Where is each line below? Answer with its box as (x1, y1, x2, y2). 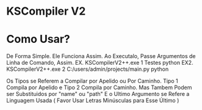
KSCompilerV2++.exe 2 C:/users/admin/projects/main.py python (6, 65, 169, 73)
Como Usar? (6, 32, 70, 46)
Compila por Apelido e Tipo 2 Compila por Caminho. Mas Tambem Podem (6, 84, 192, 91)
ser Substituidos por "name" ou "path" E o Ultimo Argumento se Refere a (6, 90, 190, 98)
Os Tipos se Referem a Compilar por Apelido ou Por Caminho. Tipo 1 (6, 78, 178, 85)
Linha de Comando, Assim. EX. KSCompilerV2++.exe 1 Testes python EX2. (6, 59, 193, 67)
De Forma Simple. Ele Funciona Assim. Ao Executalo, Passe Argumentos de (6, 53, 197, 60)
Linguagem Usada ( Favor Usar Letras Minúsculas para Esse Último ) (6, 97, 179, 105)
